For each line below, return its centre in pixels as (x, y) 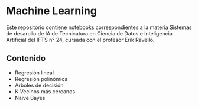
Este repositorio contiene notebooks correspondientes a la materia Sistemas (99, 27)
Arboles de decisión (39, 85)
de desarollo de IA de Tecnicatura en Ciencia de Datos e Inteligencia (89, 33)
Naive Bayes (30, 98)
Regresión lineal (34, 73)
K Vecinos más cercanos (45, 91)
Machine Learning (52, 11)
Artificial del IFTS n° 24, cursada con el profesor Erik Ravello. (80, 40)
